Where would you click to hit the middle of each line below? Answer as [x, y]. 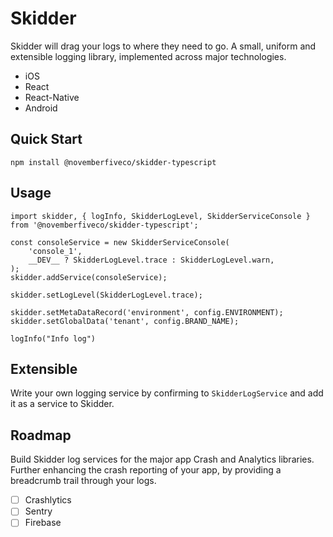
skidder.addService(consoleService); [89, 277]
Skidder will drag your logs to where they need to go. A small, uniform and [163, 46]
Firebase [43, 523]
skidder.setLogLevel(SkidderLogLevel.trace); [106, 295]
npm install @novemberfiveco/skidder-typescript [113, 162]
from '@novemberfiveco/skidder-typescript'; [104, 225]
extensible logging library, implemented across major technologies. [148, 56]
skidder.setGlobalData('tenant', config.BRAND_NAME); [125, 321]
